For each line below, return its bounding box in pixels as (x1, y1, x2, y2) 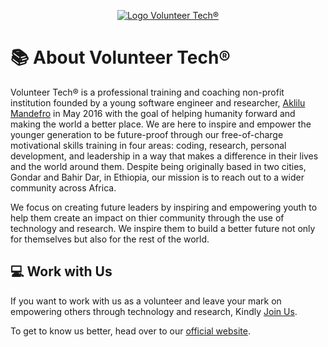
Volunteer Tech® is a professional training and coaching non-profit (10, 86, 285, 98)
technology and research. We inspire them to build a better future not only (10, 222, 316, 234)
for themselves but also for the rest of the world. (10, 233, 210, 245)
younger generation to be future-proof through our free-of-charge (10, 128, 284, 140)
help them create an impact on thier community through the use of (10, 211, 285, 224)
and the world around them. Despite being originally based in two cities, (10, 160, 307, 172)
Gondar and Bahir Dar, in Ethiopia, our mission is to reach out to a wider (10, 171, 305, 183)
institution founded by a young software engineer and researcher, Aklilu (10, 96, 306, 109)
